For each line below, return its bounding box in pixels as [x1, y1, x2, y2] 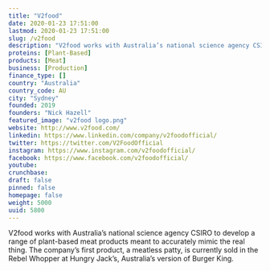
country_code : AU [8, 86, 67, 95]
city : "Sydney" [8, 94, 59, 102]
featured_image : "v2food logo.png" [8, 117, 128, 125]
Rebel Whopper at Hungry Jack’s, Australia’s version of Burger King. [8, 254, 235, 264]
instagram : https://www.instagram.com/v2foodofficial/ [8, 146, 196, 154]
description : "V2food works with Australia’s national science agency [8, 42, 250, 50]
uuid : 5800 [8, 206, 45, 214]
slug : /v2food [8, 34, 56, 43]
